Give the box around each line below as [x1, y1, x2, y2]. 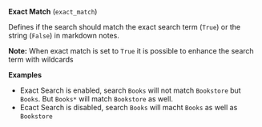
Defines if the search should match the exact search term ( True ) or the [8, 22, 241, 31]
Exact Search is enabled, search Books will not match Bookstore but [19, 85, 242, 95]
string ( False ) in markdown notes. [8, 31, 120, 40]
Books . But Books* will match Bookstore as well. [19, 94, 174, 103]
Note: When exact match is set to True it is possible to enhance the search [8, 46, 254, 55]
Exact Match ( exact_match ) [8, 7, 98, 16]
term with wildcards [8, 55, 74, 64]
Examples [8, 70, 42, 79]
